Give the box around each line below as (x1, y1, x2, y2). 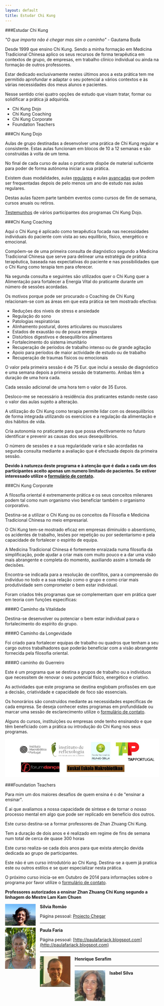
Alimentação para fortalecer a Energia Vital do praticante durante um (5, 278, 143, 284)
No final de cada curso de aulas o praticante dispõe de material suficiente (5, 160, 154, 166)
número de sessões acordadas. (5, 284, 68, 290)
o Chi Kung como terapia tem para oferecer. (5, 264, 94, 270)
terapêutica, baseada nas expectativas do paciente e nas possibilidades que (5, 258, 159, 264)
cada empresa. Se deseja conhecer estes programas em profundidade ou (5, 704, 154, 709)
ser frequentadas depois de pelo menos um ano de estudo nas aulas (5, 180, 143, 186)
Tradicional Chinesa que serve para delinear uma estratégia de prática (5, 253, 146, 259)
